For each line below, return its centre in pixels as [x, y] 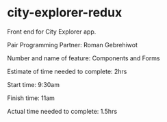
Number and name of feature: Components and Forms [83, 58]
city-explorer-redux [65, 13]
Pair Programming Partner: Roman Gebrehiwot [73, 45]
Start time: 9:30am [34, 84]
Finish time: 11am [31, 98]
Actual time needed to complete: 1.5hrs [62, 111]
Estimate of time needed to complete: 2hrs [67, 71]
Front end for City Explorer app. [52, 32]
